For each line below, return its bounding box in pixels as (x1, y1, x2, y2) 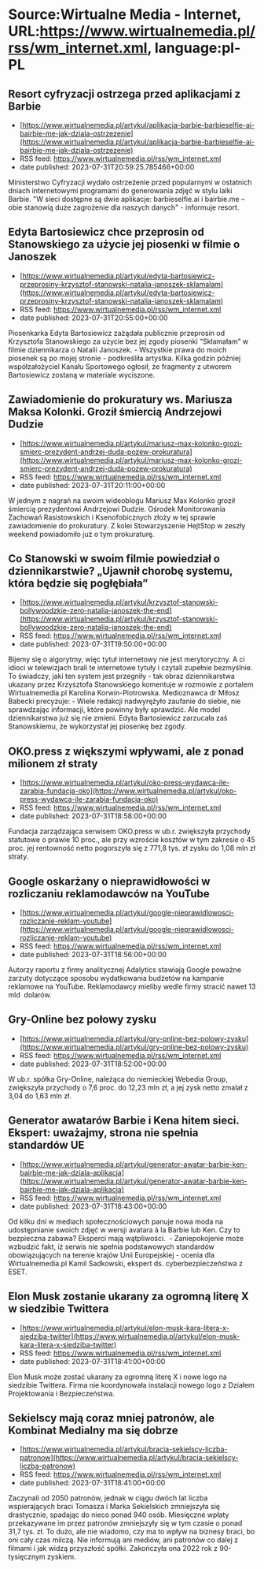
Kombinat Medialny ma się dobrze (8, 1423, 178, 1437)
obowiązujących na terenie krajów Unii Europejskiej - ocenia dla (8, 1250, 214, 1259)
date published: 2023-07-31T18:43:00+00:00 (19, 1201, 167, 1211)
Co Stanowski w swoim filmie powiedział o (8, 552, 220, 565)
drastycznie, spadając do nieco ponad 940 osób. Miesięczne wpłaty (8, 1510, 229, 1519)
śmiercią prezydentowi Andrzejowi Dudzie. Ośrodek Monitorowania (8, 504, 226, 513)
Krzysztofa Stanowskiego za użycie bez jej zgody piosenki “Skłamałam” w (8, 337, 249, 346)
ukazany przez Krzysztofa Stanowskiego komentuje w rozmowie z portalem (8, 680, 254, 689)
